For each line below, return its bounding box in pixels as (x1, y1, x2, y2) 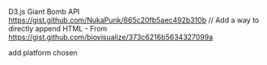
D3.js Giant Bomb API (8, 7, 80, 16)
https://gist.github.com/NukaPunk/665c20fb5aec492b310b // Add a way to (8, 15, 260, 25)
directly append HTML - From (8, 24, 108, 33)
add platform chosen (8, 48, 78, 57)
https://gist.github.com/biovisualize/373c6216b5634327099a (8, 32, 214, 42)
